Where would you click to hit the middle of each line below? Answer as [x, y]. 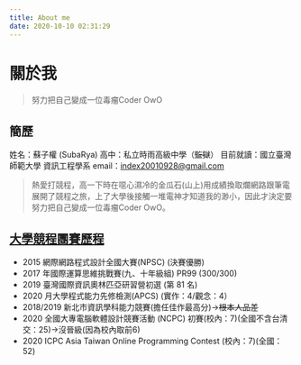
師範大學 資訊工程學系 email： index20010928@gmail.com [117, 166]
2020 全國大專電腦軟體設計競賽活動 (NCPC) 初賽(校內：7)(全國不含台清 [155, 319]
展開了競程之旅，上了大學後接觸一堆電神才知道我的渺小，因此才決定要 [162, 196]
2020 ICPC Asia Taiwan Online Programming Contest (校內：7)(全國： [152, 341]
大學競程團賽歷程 [57, 238]
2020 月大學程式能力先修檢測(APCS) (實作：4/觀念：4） [127, 296]
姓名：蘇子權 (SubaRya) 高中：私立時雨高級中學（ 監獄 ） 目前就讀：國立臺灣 [150, 155]
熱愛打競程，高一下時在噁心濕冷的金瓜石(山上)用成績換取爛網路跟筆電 [161, 185]
